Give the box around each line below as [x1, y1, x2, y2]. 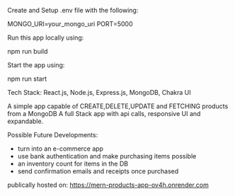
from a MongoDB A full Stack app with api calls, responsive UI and [7, 110, 201, 117]
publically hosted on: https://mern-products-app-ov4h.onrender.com [7, 180, 209, 189]
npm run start [7, 74, 47, 83]
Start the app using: [7, 61, 65, 69]
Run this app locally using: [7, 33, 84, 42]
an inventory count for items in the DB [17, 159, 129, 168]
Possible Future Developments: [7, 131, 98, 139]
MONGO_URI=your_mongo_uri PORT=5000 [7, 20, 133, 28]
